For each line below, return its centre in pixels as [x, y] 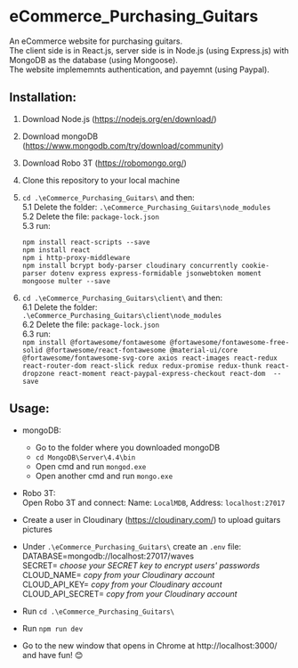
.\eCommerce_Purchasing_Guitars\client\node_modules [122, 315]
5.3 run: [36, 225]
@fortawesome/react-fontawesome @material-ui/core [142, 350]
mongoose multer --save [66, 281]
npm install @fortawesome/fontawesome [94, 342]
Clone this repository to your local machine [101, 180]
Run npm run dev [52, 628]
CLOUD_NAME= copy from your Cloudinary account [118, 574]
